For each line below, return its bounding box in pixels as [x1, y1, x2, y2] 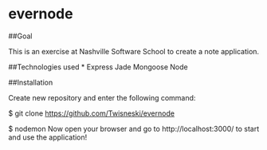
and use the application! [8, 132, 88, 142]
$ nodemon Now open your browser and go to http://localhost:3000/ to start [8, 124, 260, 133]
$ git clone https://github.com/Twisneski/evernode [8, 109, 175, 118]
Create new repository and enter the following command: [8, 93, 196, 102]
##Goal [8, 31, 33, 41]
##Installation [8, 77, 53, 87]
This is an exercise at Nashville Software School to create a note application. [8, 46, 260, 56]
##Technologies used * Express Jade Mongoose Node [8, 61, 189, 72]
